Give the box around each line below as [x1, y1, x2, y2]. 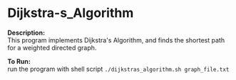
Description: [7, 28, 45, 37]
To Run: [7, 57, 31, 65]
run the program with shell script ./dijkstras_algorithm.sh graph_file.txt [7, 64, 230, 73]
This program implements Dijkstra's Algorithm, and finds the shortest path [7, 35, 225, 44]
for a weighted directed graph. [7, 43, 97, 52]
